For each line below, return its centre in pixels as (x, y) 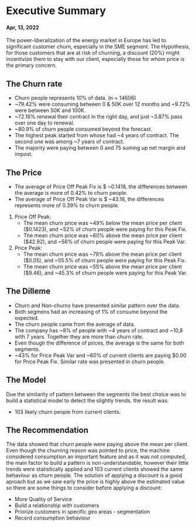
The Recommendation (47, 430)
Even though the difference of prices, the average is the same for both (99, 343)
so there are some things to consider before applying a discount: (84, 488)
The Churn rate (34, 84)
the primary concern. (32, 65)
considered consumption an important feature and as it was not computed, (96, 457)
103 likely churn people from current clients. (68, 411)
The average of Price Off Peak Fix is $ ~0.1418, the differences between (101, 187)
